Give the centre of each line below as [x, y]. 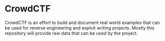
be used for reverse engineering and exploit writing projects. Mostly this [80, 27]
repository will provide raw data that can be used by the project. [71, 33]
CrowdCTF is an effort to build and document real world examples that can [82, 22]
